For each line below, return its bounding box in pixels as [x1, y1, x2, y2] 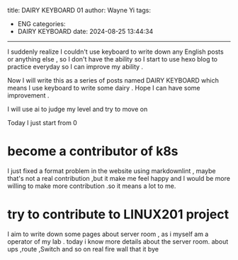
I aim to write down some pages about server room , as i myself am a [7, 230, 209, 238]
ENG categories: [17, 20, 66, 28]
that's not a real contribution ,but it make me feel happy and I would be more [7, 174, 230, 182]
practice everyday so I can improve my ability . [7, 63, 144, 71]
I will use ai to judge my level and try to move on [7, 105, 148, 113]
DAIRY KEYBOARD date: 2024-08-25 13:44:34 [17, 28, 154, 35]
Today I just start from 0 [7, 119, 78, 126]
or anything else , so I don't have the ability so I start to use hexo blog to [7, 55, 218, 63]
